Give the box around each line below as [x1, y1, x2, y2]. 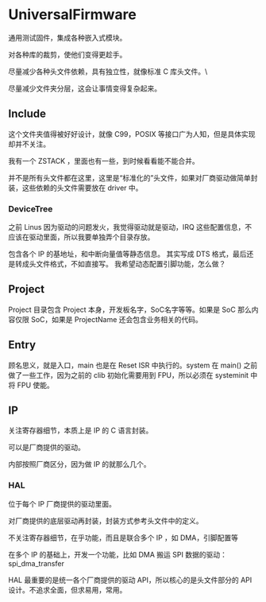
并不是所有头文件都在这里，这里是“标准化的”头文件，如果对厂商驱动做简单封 [8, 173, 258, 182]
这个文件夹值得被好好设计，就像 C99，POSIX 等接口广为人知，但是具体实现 [8, 129, 256, 138]
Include [8, 107, 46, 121]
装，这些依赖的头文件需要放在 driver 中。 [8, 183, 143, 192]
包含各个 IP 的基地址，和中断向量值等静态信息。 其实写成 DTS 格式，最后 [8, 249, 248, 259]
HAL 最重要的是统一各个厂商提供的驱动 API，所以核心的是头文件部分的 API [8, 575, 253, 585]
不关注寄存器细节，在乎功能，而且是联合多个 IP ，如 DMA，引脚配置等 [8, 533, 238, 542]
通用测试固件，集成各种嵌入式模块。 [8, 33, 127, 42]
